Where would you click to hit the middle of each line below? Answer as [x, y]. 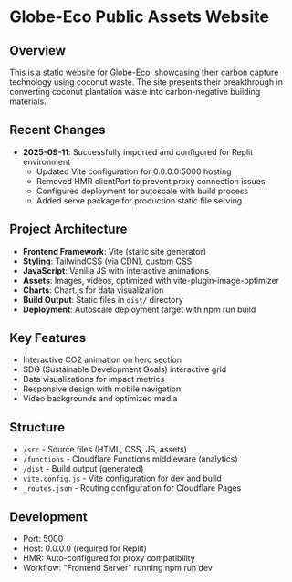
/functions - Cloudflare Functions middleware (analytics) [130, 459]
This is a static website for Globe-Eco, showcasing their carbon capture [144, 72]
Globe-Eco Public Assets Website [139, 17]
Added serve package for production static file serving [139, 200]
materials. [28, 101]
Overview [38, 51]
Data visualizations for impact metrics [94, 379]
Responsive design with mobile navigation [102, 389]
